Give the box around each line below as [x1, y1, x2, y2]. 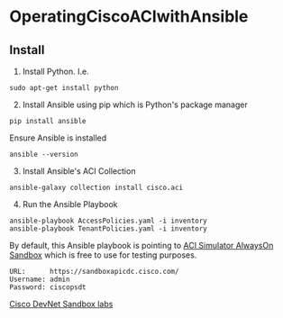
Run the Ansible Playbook [22, 199, 118, 209]
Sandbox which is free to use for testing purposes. [9, 250, 197, 260]
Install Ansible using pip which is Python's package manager [22, 99, 248, 110]
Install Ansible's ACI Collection [22, 166, 136, 177]
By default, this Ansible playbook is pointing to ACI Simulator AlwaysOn [9, 241, 274, 250]
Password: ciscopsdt [9, 283, 87, 292]
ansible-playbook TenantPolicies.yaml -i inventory [9, 224, 207, 233]
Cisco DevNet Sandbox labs [9, 299, 114, 309]
